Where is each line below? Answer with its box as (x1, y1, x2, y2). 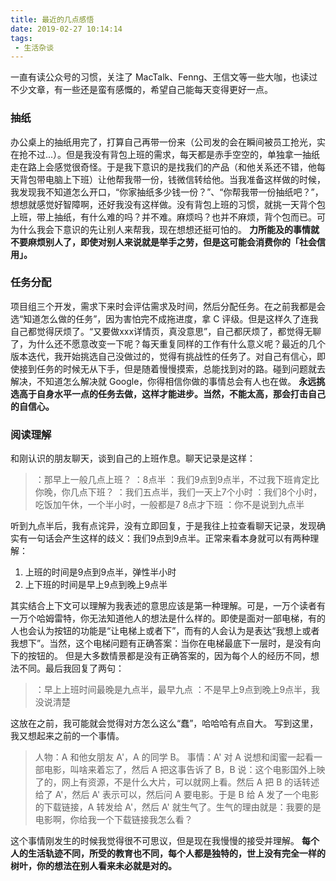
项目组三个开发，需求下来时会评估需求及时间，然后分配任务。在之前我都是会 (10, 300, 326, 312)
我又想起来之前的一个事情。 (10, 730, 125, 742)
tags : (10, 33, 33, 43)
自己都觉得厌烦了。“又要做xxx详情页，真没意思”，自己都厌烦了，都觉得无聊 (10, 325, 322, 337)
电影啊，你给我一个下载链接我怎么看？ (34, 814, 193, 826)
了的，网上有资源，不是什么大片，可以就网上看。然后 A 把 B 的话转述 (34, 776, 320, 788)
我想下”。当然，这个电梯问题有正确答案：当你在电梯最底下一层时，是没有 (10, 637, 313, 650)
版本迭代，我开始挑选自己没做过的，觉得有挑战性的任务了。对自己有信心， (10, 350, 317, 362)
